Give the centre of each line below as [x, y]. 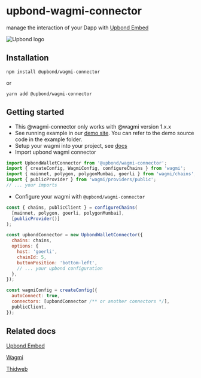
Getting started [35, 112]
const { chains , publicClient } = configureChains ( [72, 208]
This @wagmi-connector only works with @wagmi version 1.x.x [93, 126]
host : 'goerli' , [37, 252]
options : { [25, 246]
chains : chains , [32, 240]
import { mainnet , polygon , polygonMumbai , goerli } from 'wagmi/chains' [100, 174]
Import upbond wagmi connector [56, 152]
